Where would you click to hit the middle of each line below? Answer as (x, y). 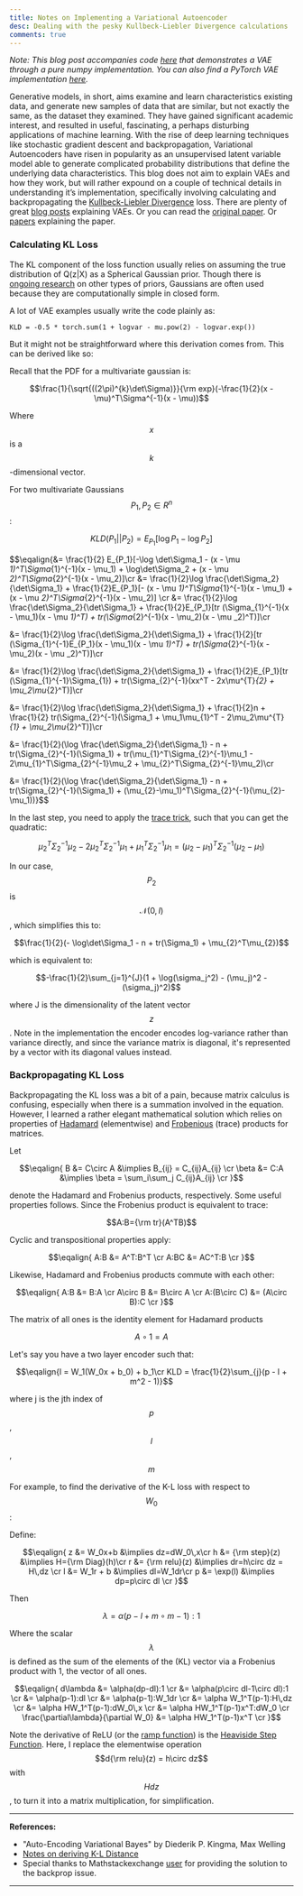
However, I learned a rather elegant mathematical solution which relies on (146, 1114)
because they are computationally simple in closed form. (115, 293)
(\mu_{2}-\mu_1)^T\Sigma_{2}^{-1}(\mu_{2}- (204, 791)
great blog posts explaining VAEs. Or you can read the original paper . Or (143, 212)
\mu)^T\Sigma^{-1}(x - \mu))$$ (151, 398)
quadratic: (28, 827)
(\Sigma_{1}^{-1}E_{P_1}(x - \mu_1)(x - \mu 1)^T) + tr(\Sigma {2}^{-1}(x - (140, 644)
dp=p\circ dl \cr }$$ (151, 1580)
